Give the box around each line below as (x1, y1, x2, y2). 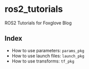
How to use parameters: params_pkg (11, 47, 85, 53)
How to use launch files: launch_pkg (11, 53, 85, 59)
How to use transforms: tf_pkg (11, 58, 75, 64)
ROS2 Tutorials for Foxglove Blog (4, 20, 72, 26)
